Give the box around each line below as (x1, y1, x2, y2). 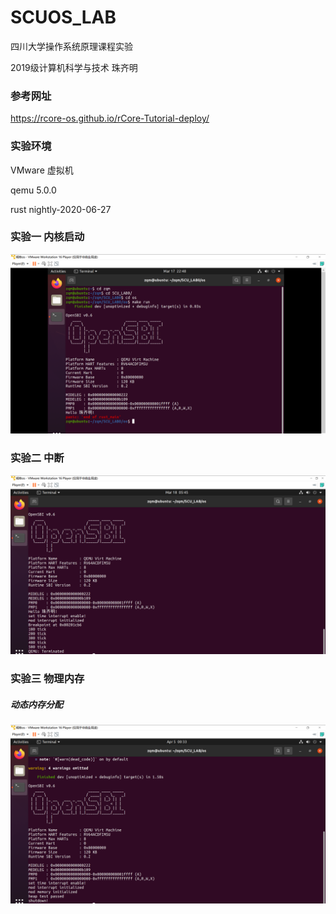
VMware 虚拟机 (10, 164, 74, 176)
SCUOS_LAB (10, 6, 117, 29)
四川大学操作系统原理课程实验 (10, 40, 133, 52)
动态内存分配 (10, 698, 63, 710)
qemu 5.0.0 (10, 184, 57, 196)
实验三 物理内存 (10, 671, 85, 685)
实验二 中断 (10, 451, 65, 465)
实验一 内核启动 (10, 230, 85, 244)
